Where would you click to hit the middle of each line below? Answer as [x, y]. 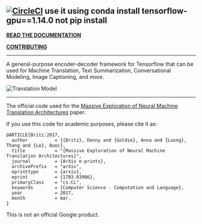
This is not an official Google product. [53, 214]
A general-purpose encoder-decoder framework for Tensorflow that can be [100, 64]
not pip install [81, 21]
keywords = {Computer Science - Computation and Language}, [98, 187]
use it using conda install [92, 11]
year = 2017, [43, 193]
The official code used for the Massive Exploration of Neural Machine [92, 105]
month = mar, [41, 198]
